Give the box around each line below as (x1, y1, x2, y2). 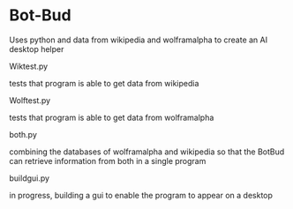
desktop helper (9, 43, 64, 54)
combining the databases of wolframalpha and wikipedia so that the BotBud (9, 146, 285, 157)
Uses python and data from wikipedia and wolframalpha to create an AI (9, 34, 268, 45)
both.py (9, 129, 38, 139)
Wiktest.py (9, 61, 49, 71)
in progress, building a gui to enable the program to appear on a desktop (9, 190, 274, 200)
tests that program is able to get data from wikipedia (9, 78, 199, 88)
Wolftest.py (9, 94, 51, 106)
